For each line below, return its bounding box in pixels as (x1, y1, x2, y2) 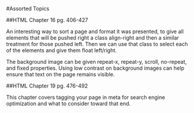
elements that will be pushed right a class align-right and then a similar (6, 34, 179, 41)
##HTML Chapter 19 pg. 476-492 (6, 82, 88, 89)
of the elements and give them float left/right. (6, 47, 117, 54)
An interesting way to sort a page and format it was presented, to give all (6, 28, 184, 35)
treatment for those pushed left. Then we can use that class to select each (6, 41, 188, 47)
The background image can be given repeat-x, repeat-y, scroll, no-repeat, (6, 59, 187, 65)
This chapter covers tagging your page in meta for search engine (6, 94, 166, 101)
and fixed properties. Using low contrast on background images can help (6, 64, 185, 72)
